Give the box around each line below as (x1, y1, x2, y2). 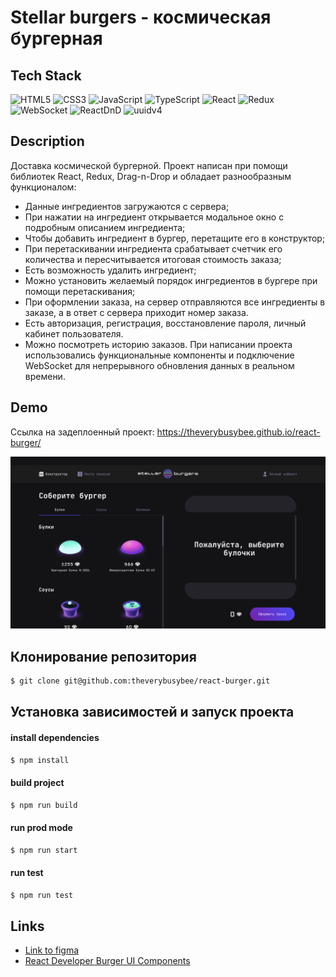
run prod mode (10, 822, 73, 834)
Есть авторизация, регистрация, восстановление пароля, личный (24, 317, 307, 329)
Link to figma (24, 944, 80, 956)
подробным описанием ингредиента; (24, 221, 186, 233)
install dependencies (10, 731, 100, 743)
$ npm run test (10, 890, 74, 900)
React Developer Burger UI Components (24, 955, 191, 967)
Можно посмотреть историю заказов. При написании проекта (24, 338, 293, 350)
